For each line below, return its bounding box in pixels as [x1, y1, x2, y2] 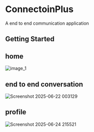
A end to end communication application [5, 20, 89, 26]
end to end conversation [5, 80, 83, 89]
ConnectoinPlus [5, 4, 74, 15]
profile [5, 108, 27, 116]
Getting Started [5, 35, 55, 43]
